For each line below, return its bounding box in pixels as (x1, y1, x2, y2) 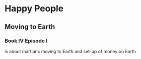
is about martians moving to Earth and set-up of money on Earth (4, 48, 136, 54)
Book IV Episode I (4, 37, 48, 44)
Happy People (4, 3, 64, 14)
